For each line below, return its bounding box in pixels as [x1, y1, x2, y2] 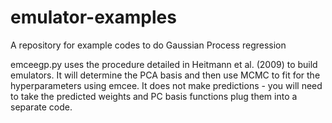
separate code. [10, 101, 73, 113]
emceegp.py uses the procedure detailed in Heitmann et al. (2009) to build [10, 58, 318, 70]
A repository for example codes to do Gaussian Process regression [10, 39, 287, 51]
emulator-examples [10, 6, 177, 29]
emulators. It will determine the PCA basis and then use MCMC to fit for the [10, 69, 321, 81]
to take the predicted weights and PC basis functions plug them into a [10, 90, 298, 102]
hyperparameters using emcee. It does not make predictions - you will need [10, 79, 323, 91]
